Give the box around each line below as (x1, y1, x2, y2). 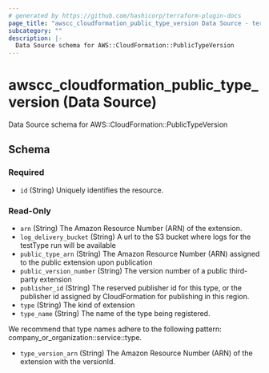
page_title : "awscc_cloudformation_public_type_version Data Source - (8, 19, 249, 27)
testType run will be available (19, 241, 116, 250)
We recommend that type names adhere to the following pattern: (8, 324, 222, 334)
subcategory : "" (8, 26, 62, 34)
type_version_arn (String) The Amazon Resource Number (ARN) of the (19, 348, 254, 358)
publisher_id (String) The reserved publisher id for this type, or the (19, 283, 243, 293)
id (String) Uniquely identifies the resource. (19, 185, 164, 195)
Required (8, 167, 45, 178)
